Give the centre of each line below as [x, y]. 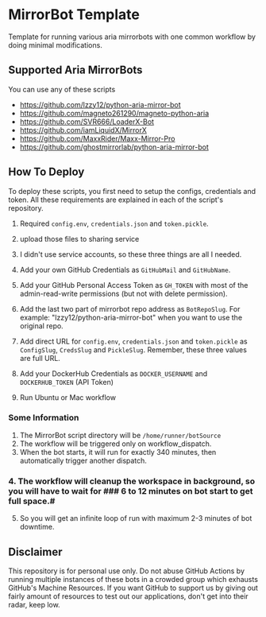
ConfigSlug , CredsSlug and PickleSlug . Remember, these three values [133, 349]
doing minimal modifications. [56, 45]
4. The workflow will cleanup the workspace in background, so [132, 481]
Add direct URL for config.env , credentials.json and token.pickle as [133, 341]
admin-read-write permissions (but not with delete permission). [123, 293]
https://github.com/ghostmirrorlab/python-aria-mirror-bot [114, 147]
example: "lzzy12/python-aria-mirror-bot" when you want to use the [131, 317]
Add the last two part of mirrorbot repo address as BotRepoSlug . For [130, 308]
